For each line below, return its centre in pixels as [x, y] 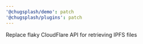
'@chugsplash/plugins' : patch [44, 17]
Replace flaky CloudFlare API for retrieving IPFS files [71, 34]
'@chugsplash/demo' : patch [40, 12]
